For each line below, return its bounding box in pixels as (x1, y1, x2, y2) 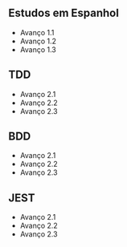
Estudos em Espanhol (8, 6, 119, 20)
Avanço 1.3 (19, 44, 56, 55)
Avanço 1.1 (19, 27, 55, 37)
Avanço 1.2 (19, 36, 57, 46)
